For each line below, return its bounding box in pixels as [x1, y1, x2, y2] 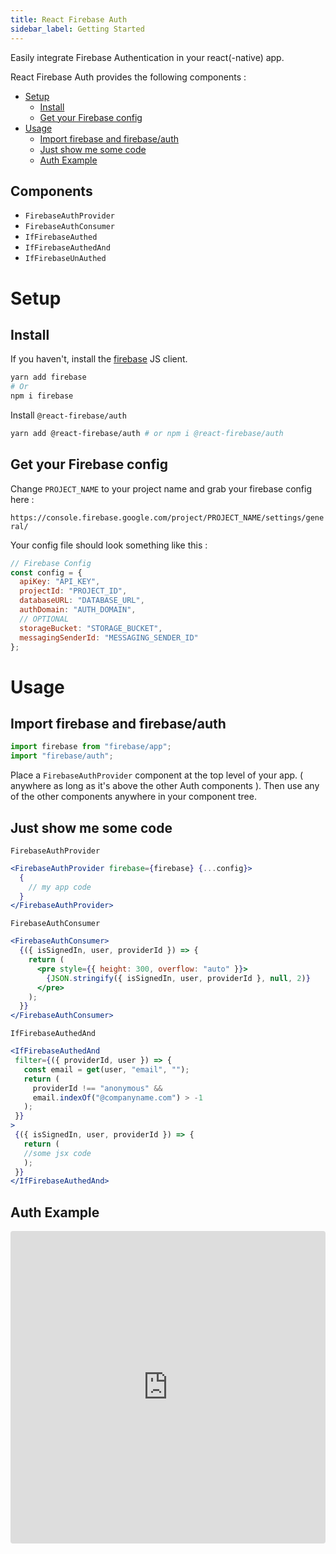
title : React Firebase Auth [10, 14, 128, 25]
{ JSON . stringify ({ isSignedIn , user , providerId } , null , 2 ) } [46, 973, 311, 983]
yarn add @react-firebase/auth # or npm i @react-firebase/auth [10, 428, 284, 438]
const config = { [10, 567, 83, 578]
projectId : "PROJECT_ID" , [19, 586, 128, 596]
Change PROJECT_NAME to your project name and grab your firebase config [10, 482, 312, 495]
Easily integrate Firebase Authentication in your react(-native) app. [10, 51, 285, 63]
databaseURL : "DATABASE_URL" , [19, 596, 145, 606]
